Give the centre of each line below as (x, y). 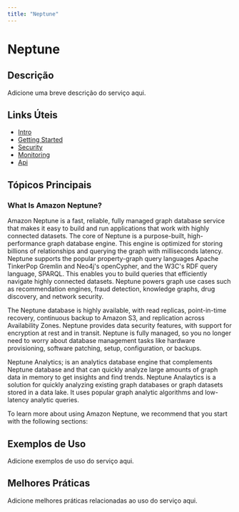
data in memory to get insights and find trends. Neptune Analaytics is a (112, 377)
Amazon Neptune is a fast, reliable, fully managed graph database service (116, 221)
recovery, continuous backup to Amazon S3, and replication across (106, 318)
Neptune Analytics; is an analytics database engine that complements (110, 362)
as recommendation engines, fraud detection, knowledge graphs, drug (111, 289)
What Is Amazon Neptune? (55, 205)
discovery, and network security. (56, 297)
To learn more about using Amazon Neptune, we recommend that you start (118, 414)
